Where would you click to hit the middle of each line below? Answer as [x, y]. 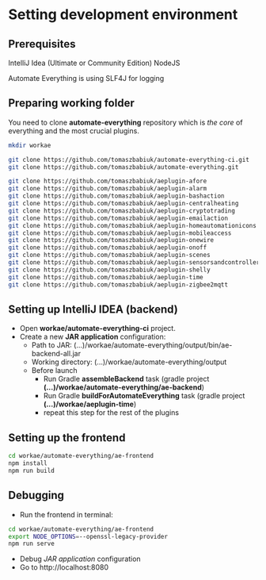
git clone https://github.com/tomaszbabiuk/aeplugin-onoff [108, 248]
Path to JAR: [52, 345]
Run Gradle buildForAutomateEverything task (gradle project [144, 396]
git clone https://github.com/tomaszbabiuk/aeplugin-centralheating [123, 204]
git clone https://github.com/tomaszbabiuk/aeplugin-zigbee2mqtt [118, 284]
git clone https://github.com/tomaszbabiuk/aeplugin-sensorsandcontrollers [136, 263]
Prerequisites [42, 44]
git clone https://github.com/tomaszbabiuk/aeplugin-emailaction [118, 218]
